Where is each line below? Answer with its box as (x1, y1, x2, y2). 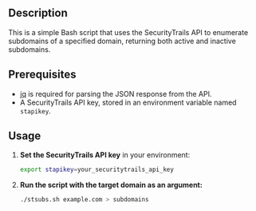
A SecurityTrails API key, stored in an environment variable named (19, 98, 237, 107)
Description (8, 6, 68, 20)
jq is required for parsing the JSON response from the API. (19, 89, 212, 98)
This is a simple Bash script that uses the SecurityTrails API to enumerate (8, 27, 249, 37)
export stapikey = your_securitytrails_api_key (19, 165, 174, 174)
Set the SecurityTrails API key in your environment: (19, 150, 191, 160)
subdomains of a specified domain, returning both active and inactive (8, 36, 237, 46)
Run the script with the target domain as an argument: (19, 180, 203, 190)
